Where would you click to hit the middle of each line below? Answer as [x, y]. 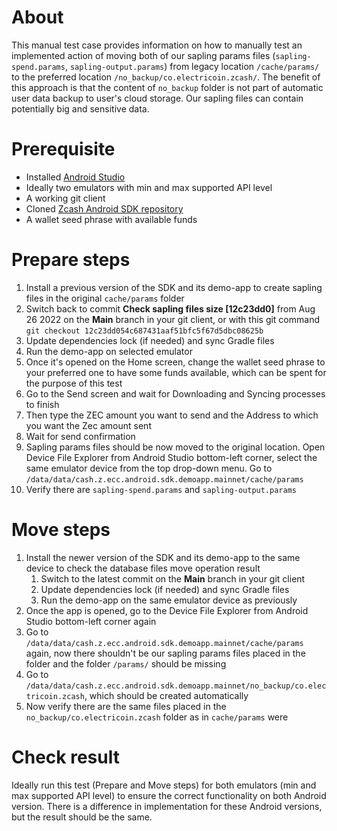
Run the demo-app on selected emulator [109, 351]
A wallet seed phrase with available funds [111, 219]
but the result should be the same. [82, 817]
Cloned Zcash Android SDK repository [104, 208]
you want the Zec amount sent [88, 425]
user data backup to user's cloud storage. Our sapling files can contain [157, 98]
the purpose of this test [74, 383]
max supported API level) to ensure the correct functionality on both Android [169, 795]
